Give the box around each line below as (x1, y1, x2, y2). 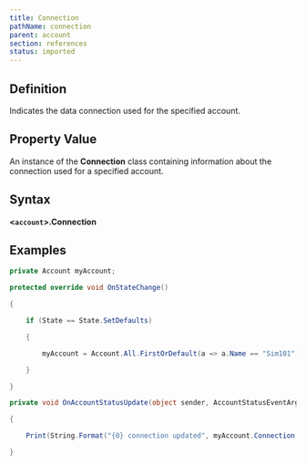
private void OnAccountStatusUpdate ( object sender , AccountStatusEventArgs (9, 398, 303, 408)
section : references (9, 38, 88, 48)
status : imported (9, 47, 76, 57)
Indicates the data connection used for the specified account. (9, 105, 241, 116)
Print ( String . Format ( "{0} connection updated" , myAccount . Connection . (25, 431, 300, 440)
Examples (9, 243, 66, 258)
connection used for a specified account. (9, 165, 164, 176)
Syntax (9, 192, 51, 208)
